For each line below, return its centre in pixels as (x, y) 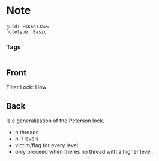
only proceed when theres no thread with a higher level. (84, 151)
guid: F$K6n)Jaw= (28, 27)
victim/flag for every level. (47, 145)
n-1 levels (27, 139)
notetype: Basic (26, 32)
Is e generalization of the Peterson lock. (55, 121)
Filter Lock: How (26, 87)
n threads (27, 132)
